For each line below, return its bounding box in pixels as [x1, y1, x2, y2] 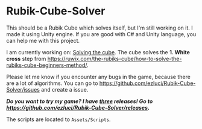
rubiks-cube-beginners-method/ [6, 61, 87, 69]
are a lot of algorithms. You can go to [6, 80, 98, 87]
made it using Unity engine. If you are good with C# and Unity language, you [6, 30, 197, 37]
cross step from [6, 55, 46, 62]
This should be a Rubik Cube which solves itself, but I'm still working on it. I [6, 24, 193, 31]
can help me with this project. [6, 37, 80, 44]
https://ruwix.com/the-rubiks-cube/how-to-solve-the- [47, 55, 182, 62]
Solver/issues [6, 86, 40, 93]
